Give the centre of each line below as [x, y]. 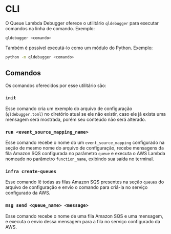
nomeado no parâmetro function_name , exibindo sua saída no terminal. [80, 159]
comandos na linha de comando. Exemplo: [50, 28]
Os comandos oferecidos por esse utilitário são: [56, 86]
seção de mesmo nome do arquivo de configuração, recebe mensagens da [84, 148]
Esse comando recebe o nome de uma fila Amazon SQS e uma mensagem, [84, 216]
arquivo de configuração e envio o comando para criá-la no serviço [77, 187]
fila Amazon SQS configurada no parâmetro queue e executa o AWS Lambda [85, 154]
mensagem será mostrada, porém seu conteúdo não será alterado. [76, 119]
